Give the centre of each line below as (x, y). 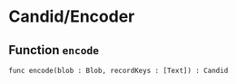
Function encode (54, 50)
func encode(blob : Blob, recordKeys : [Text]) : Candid (118, 70)
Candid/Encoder (72, 17)
